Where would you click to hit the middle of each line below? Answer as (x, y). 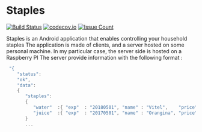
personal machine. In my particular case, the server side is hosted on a (94, 51)
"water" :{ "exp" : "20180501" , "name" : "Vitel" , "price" (115, 108)
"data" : (26, 85)
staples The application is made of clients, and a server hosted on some (95, 45)
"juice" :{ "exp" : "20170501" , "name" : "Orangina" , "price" (115, 113)
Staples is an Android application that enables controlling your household (97, 38)
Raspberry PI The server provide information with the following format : (94, 57)
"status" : (29, 74)
